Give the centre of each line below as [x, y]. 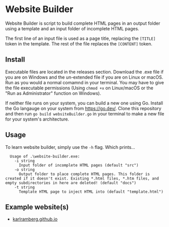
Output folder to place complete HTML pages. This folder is [84, 174]
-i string [25, 161]
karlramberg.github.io [35, 219]
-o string [25, 169]
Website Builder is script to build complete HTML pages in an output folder [83, 23]
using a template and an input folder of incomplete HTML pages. [72, 28]
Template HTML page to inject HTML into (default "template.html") [91, 192]
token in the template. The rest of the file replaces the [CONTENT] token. [79, 43]
